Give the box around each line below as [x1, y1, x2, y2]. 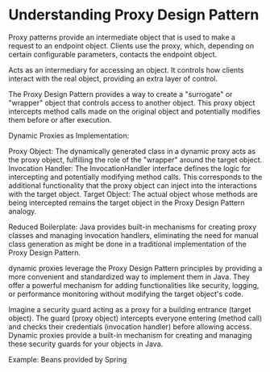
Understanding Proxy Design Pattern [8, 6, 260, 24]
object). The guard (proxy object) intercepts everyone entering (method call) [8, 313, 263, 323]
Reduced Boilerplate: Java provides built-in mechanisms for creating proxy [8, 222, 257, 232]
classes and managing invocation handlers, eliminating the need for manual [8, 230, 260, 240]
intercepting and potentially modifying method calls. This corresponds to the [8, 172, 263, 182]
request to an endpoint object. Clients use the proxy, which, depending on [8, 40, 255, 50]
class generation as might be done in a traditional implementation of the [8, 239, 247, 249]
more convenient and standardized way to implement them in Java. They [8, 272, 250, 282]
